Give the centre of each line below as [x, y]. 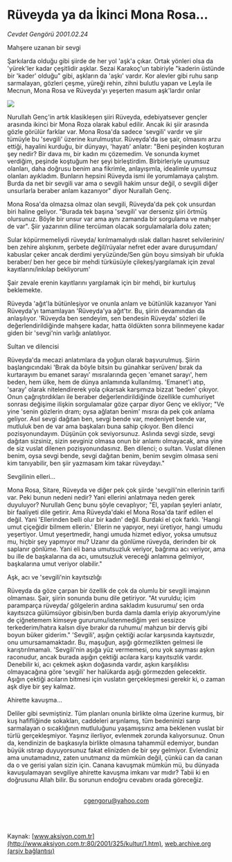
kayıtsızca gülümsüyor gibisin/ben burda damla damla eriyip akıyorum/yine [114, 612]
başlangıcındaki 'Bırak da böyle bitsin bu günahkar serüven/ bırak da [105, 367]
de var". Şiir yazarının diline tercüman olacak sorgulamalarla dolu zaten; [109, 226]
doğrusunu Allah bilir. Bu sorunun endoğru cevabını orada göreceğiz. [105, 779]
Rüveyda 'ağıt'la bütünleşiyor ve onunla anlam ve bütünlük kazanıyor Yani [112, 303]
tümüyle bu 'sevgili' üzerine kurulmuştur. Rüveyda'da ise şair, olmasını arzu [114, 139]
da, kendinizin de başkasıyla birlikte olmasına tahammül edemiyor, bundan [113, 743]
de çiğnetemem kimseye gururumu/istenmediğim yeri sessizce [96, 620]
